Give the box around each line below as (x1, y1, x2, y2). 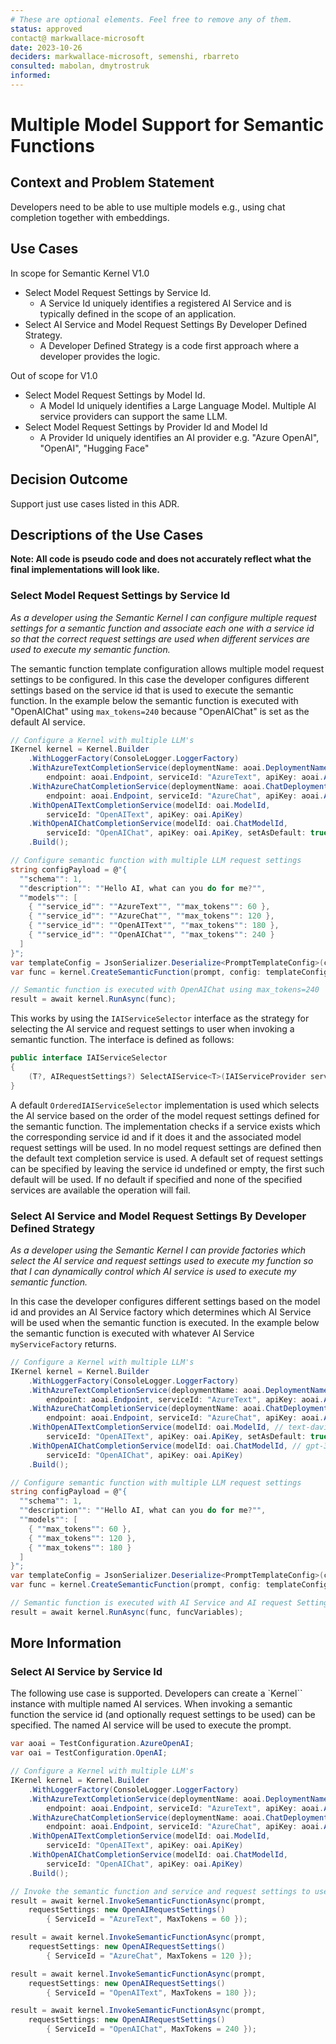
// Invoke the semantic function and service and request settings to (10, 1886, 311, 1896)
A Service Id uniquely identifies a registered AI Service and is (39, 297, 292, 309)
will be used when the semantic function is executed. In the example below (10, 1317, 320, 1329)
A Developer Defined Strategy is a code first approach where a (39, 339, 300, 351)
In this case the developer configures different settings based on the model (10, 1296, 321, 1308)
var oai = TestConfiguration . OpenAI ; (10, 1748, 168, 1758)
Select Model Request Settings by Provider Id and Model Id (24, 421, 268, 433)
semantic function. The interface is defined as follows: (10, 1034, 235, 1046)
